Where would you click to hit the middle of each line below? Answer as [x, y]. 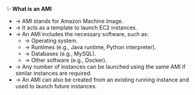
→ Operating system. [51, 40]
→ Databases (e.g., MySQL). [60, 54]
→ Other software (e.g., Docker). [66, 60]
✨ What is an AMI [29, 9]
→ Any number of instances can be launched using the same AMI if [100, 66]
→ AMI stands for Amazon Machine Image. [69, 21]
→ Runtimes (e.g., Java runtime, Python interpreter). [90, 47]
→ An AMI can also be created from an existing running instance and [102, 80]
